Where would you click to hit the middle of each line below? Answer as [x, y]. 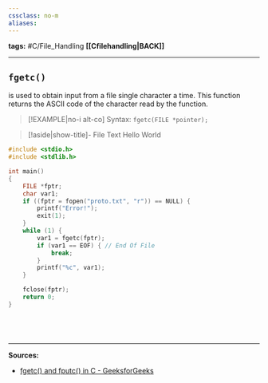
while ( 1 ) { [42, 231]
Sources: [24, 355]
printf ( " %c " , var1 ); [71, 268]
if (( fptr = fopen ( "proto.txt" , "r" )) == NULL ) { [107, 201]
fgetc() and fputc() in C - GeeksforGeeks [87, 371]
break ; [62, 253]
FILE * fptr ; [42, 186]
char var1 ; [41, 193]
